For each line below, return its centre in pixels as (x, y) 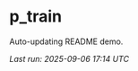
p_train (36, 17)
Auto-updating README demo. (66, 41)
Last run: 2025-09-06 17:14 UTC (69, 58)
